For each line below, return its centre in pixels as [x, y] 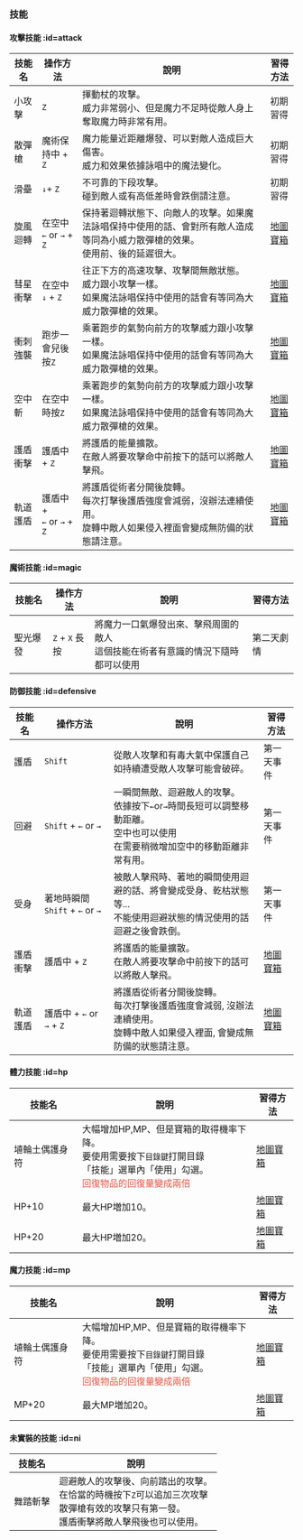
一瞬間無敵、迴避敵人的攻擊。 [177, 792]
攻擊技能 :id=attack [46, 37]
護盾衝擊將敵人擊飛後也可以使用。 [132, 1522]
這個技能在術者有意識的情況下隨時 [167, 652]
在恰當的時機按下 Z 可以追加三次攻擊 [134, 1495]
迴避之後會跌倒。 [150, 931]
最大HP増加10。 [116, 1207]
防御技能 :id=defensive [53, 691]
